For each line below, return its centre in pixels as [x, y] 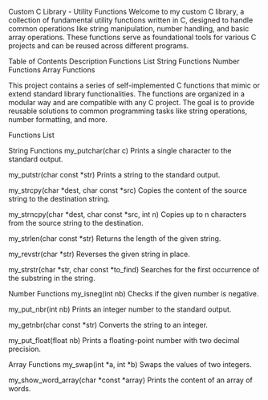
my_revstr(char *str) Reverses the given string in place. [99, 254]
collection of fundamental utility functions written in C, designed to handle [131, 20]
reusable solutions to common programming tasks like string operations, [128, 111]
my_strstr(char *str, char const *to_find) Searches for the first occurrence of [134, 269]
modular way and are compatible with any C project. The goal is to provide [132, 102]
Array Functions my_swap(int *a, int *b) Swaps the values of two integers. [130, 364]
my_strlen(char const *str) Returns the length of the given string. [115, 239]
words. [20, 388]
